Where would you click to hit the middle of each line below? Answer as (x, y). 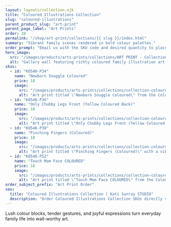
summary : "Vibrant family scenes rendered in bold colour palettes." (81, 43)
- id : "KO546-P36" (30, 100)
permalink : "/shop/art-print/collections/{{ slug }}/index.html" (76, 39)
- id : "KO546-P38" (30, 128)
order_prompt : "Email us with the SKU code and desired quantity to (79, 48)
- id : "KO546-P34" (30, 72)
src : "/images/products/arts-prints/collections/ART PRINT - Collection (89, 57)
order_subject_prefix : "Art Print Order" (50, 185)
